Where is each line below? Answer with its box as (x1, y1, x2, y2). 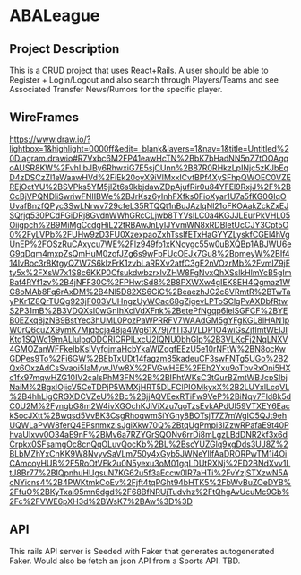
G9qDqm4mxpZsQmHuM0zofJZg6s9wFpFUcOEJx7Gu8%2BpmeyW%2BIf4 (9, 248, 290, 258)
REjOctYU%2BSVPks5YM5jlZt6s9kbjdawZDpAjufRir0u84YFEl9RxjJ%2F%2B (9, 181, 291, 192)
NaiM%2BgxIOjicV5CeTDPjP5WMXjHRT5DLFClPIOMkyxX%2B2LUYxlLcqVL (9, 381, 290, 392)
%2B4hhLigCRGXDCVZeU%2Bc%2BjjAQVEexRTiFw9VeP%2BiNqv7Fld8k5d (9, 391, 292, 402)
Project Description (9, 41, 120, 57)
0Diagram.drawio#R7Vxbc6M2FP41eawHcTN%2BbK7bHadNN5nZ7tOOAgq (9, 152, 289, 163)
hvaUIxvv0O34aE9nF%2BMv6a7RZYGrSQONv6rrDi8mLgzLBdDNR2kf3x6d (9, 429, 288, 440)
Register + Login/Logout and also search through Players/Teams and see (9, 74, 279, 85)
